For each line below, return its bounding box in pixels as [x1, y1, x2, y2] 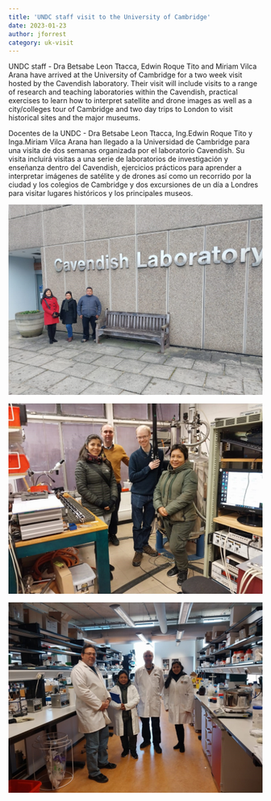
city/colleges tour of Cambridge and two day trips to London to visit [8, 105, 233, 114]
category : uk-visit [8, 39, 74, 47]
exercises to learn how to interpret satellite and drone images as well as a [8, 96, 252, 106]
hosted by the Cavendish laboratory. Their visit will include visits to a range [8, 79, 258, 89]
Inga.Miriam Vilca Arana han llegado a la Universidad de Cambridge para [8, 137, 250, 147]
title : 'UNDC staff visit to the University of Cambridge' [8, 13, 211, 21]
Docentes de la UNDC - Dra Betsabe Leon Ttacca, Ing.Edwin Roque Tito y [8, 129, 252, 139]
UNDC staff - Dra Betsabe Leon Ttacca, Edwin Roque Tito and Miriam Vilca [8, 61, 257, 72]
